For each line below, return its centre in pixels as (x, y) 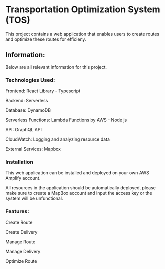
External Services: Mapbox (33, 149)
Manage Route (20, 242)
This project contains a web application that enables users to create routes (82, 34)
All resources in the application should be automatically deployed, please (81, 188)
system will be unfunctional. (34, 198)
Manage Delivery (23, 251)
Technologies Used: (30, 80)
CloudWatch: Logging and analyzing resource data (58, 139)
